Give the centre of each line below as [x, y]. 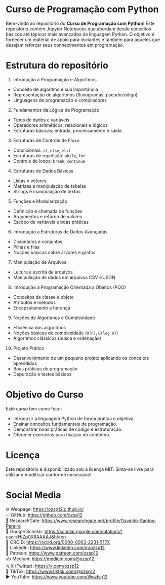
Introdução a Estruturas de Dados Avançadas [60, 231]
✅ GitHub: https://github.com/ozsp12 [44, 515]
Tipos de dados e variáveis [41, 120]
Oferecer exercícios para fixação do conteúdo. [62, 434]
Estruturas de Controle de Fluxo [46, 140]
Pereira [13, 526]
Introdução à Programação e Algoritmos [55, 79]
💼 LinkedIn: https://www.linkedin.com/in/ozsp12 [55, 547]
